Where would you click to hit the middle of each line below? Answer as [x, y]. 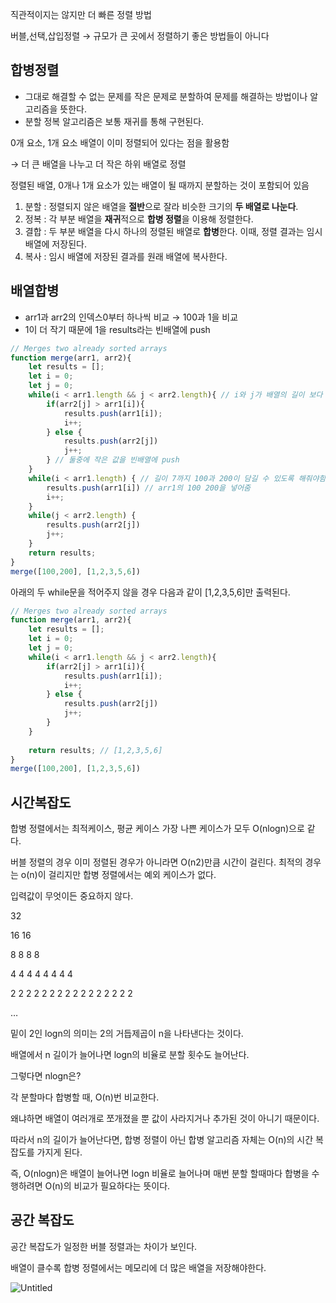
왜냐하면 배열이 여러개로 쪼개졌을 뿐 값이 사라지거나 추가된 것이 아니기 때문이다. [165, 1119]
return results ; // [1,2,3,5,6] [95, 750]
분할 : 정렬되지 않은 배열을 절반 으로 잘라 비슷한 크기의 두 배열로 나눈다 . [161, 206]
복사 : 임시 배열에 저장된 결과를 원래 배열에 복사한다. [126, 256]
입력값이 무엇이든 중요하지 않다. [72, 896]
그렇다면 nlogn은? [46, 1076]
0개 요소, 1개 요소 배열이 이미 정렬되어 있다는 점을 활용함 [120, 142]
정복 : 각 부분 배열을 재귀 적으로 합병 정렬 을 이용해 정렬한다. [139, 219]
